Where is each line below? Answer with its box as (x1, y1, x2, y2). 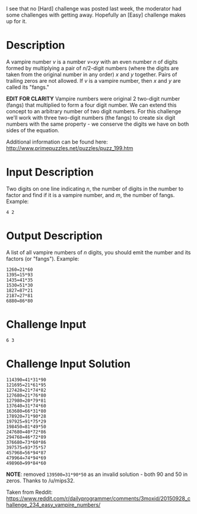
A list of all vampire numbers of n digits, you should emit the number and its (6, 248, 191, 256)
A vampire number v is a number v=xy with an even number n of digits (6, 58, 178, 65)
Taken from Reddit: (6, 488, 53, 496)
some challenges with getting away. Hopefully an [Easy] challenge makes (6, 11, 186, 18)
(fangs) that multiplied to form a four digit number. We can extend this (6, 101, 177, 108)
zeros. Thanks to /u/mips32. (6, 476, 75, 484)
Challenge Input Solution (6, 357, 131, 370)
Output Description (6, 229, 103, 243)
